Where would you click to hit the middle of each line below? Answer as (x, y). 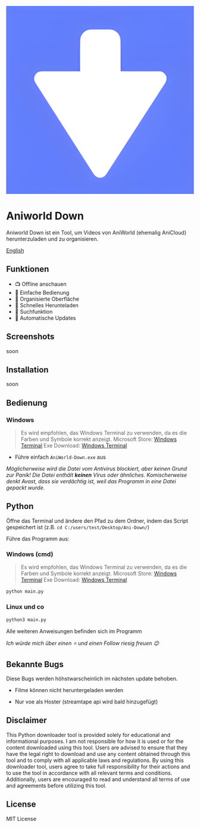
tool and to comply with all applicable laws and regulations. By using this (95, 760)
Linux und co (25, 607)
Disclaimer (26, 720)
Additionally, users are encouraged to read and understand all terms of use (98, 779)
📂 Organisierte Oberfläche (47, 299)
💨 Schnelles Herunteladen (47, 305)
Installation (27, 370)
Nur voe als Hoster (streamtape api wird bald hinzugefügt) (86, 702)
